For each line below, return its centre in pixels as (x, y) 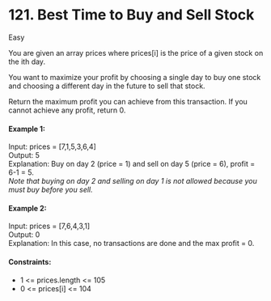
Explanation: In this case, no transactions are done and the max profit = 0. (131, 244)
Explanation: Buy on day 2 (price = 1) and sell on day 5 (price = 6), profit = (132, 164)
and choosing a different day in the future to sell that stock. (107, 86)
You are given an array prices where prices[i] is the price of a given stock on (136, 53)
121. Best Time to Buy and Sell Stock (131, 15)
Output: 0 (24, 235)
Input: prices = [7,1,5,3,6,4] (53, 146)
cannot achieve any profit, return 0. (67, 110)
